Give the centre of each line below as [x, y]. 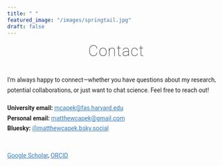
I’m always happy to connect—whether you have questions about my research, [111, 80]
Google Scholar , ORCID [38, 156]
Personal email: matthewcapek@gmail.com [66, 118]
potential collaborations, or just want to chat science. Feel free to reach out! [108, 90]
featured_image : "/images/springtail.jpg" [69, 20]
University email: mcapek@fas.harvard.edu [65, 108]
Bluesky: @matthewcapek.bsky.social [58, 128]
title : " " [23, 13]
